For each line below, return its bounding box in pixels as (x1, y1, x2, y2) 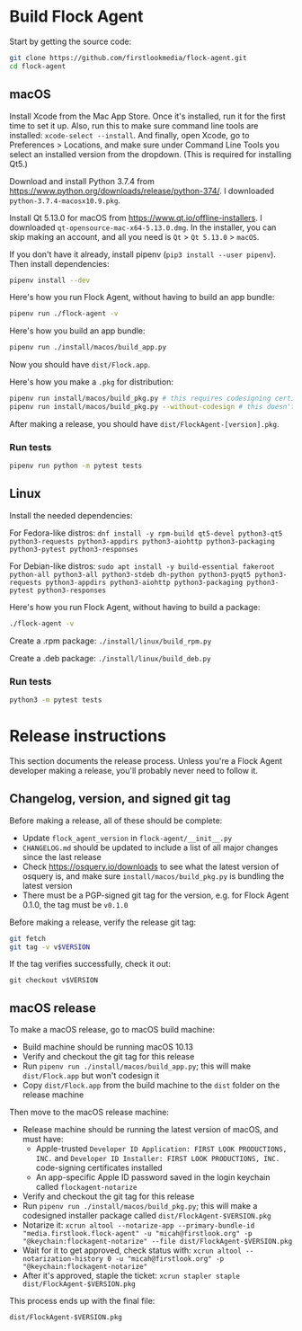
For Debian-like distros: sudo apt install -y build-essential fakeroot (9, 560, 276, 572)
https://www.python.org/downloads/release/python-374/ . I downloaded (9, 185, 275, 196)
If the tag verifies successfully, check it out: (9, 959, 171, 970)
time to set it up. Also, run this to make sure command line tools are (9, 120, 259, 131)
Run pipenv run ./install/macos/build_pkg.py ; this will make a (22, 1201, 258, 1211)
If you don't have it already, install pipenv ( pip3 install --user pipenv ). (9, 249, 277, 260)
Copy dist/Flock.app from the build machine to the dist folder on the (22, 1080, 280, 1091)
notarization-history (22, 1255, 103, 1264)
